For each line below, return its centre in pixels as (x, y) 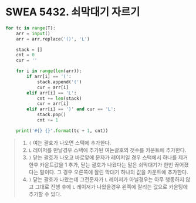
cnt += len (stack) (59, 98)
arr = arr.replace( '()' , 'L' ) (53, 39)
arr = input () (33, 33)
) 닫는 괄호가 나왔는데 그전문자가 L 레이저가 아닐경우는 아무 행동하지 (106, 179)
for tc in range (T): (31, 28)
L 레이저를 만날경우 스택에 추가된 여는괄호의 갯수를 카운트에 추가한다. (107, 150)
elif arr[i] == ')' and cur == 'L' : (71, 109)
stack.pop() (51, 115)
